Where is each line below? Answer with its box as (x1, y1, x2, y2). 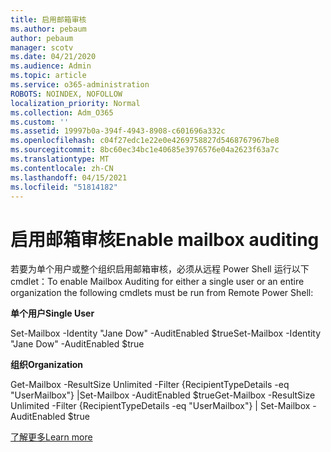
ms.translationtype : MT (10, 154, 110, 164)
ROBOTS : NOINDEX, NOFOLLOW (10, 89, 123, 99)
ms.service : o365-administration (10, 80, 150, 90)
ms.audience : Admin (10, 61, 92, 71)
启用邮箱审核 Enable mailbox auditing (10, 228, 320, 251)
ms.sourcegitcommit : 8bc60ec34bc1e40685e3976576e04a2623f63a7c (10, 145, 280, 155)
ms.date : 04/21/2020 (10, 52, 97, 62)
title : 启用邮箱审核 (10, 14, 87, 25)
